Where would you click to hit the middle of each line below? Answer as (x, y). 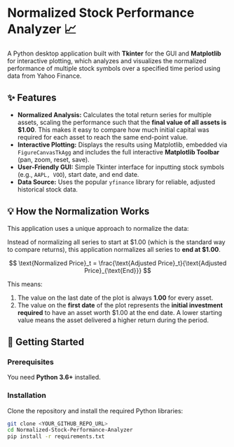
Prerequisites (30, 361)
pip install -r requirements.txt (56, 436)
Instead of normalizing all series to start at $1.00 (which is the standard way (116, 242)
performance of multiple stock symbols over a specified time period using (114, 68)
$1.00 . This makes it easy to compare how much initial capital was (113, 129)
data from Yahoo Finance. (44, 76)
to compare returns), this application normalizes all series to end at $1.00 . (114, 249)
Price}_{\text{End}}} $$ (118, 270)
